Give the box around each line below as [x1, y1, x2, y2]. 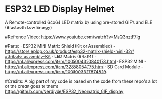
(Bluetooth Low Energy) [5, 24, 52, 30]
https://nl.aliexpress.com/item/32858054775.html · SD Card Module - [5, 64, 144, 70]
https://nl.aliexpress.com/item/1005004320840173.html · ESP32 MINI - [5, 58, 147, 64]
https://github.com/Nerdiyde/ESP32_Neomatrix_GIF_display [5, 88, 124, 94]
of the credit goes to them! [5, 83, 58, 89]
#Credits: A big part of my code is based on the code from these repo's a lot [5, 78, 157, 84]
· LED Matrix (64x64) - [51, 53, 97, 59]
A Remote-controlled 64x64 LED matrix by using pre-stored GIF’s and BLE [5, 19, 153, 25]
